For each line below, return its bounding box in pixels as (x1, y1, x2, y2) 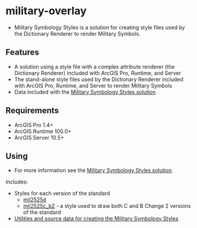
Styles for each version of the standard (14, 190, 111, 197)
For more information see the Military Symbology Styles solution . (14, 167, 174, 174)
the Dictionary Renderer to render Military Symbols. (14, 30, 141, 37)
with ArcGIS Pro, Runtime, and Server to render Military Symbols (14, 82, 173, 89)
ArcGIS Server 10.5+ (14, 134, 64, 141)
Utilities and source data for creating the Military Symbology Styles (14, 215, 179, 222)
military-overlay (5, 4, 87, 18)
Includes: (5, 178, 28, 185)
